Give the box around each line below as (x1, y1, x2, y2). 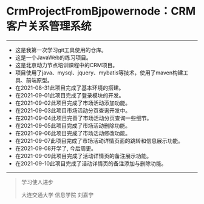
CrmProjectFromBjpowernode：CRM (6, 4, 196, 18)
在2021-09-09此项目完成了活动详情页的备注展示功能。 (15, 152, 152, 159)
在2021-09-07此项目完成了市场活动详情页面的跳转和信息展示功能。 (15, 137, 184, 144)
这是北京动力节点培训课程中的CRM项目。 (15, 61, 118, 68)
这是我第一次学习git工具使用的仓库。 (15, 46, 107, 53)
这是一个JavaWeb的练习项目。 (15, 54, 92, 61)
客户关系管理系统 (6, 19, 92, 33)
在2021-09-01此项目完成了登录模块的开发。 (15, 91, 124, 99)
